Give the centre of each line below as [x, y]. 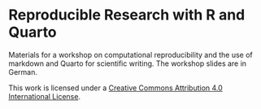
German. [23, 72]
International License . [45, 96]
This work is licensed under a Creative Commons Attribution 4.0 [116, 88]
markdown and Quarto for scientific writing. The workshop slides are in [127, 63]
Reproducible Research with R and [127, 15]
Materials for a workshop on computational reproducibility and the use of [131, 54]
